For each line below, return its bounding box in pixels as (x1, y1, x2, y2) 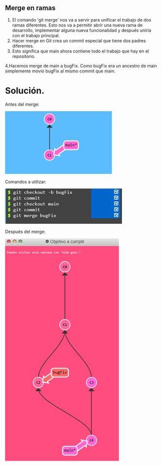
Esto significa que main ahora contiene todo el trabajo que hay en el (12, 48, 149, 54)
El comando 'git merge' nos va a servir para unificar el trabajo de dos (12, 17, 151, 23)
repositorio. (12, 53, 36, 59)
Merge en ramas (5, 4, 56, 12)
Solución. (5, 85, 45, 96)
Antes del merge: (5, 101, 40, 107)
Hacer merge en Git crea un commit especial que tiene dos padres (12, 38, 146, 44)
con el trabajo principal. (12, 32, 60, 38)
